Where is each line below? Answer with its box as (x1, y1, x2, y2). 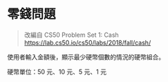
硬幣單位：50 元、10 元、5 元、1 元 (7, 67, 107, 76)
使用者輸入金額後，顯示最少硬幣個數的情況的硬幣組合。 (7, 53, 165, 61)
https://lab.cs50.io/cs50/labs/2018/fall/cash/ (24, 38, 151, 47)
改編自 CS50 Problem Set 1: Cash (24, 31, 119, 39)
